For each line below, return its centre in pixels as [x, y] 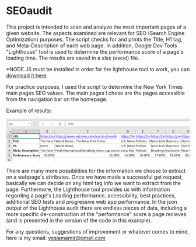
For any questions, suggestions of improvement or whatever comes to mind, [98, 231]
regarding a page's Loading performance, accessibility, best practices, [91, 195]
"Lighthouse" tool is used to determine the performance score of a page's [95, 51]
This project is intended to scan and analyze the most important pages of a [96, 27]
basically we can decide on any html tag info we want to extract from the [93, 183]
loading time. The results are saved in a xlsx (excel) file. [73, 58]
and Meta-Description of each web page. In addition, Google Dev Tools [92, 46]
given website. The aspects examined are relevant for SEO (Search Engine [95, 33]
